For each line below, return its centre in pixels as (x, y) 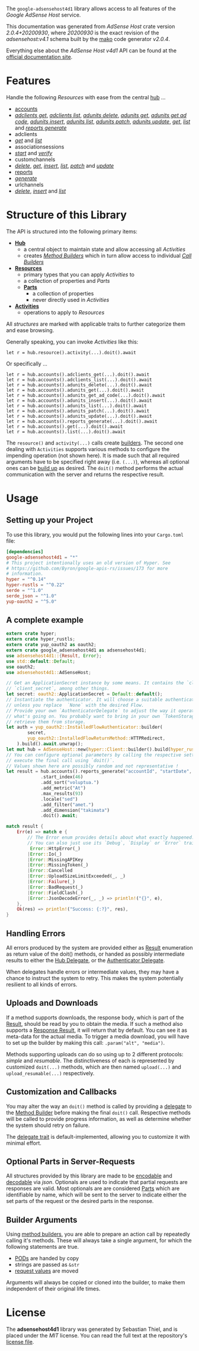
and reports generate (41, 128)
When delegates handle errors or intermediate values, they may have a (93, 972)
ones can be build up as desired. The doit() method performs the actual (95, 468)
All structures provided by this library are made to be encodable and (89, 1176)
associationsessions (39, 147)
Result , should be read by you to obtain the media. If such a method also (94, 1024)
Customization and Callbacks (62, 1092)
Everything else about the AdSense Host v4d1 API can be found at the (92, 51)
